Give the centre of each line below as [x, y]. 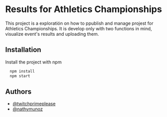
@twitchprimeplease [34, 104]
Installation [23, 50]
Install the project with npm [34, 62]
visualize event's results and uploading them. [52, 34]
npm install [22, 71]
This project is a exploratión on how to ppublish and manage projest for [79, 23]
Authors [18, 92]
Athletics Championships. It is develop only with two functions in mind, [79, 28]
